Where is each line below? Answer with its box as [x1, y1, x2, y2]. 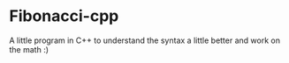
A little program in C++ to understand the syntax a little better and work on [9, 35, 281, 45]
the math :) [9, 44, 49, 54]
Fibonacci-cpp [9, 6, 119, 26]
